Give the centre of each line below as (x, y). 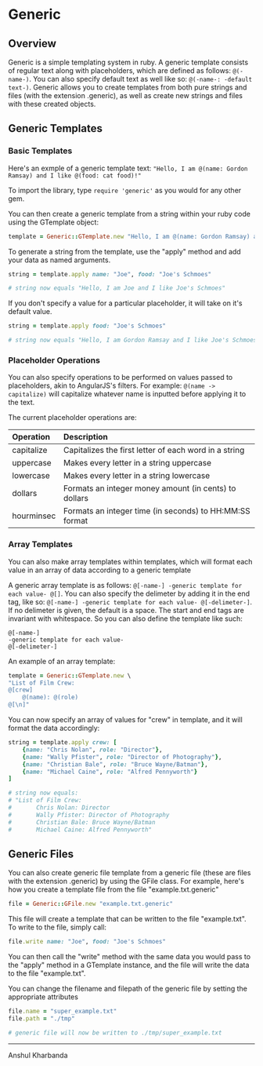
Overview (32, 44)
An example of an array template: (62, 661)
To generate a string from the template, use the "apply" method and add (124, 251)
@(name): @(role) (50, 697)
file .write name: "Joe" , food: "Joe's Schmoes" (87, 942)
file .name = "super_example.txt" (63, 1011)
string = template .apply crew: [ (63, 743)
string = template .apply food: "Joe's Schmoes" (87, 326)
